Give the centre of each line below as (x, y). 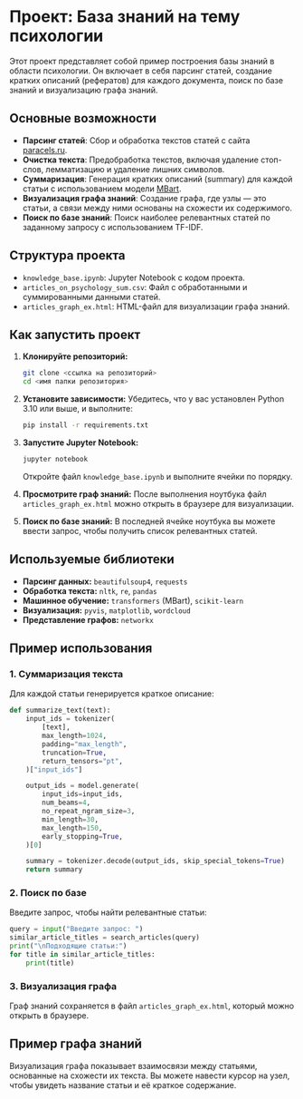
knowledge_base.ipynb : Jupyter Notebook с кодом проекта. (134, 277)
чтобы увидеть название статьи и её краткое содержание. (123, 1084)
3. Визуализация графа (63, 986)
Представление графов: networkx (88, 619)
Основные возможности (83, 118)
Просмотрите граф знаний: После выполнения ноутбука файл (144, 494)
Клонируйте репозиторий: (75, 356)
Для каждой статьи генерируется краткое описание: (112, 694)
